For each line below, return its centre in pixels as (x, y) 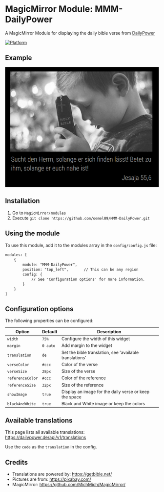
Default (50, 331)
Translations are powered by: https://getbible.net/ (62, 474)
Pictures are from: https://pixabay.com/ (51, 479)
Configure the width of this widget (96, 339)
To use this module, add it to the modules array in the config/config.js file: (81, 245)
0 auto (49, 346)
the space (71, 397)
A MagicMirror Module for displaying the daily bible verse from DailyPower (80, 33)
